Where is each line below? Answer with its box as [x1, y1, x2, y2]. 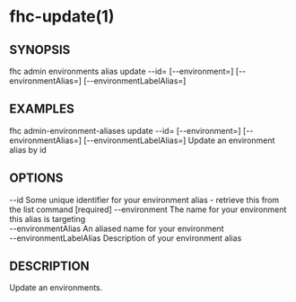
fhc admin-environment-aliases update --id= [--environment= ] [9, 125, 241, 136]
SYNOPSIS [9, 42, 71, 58]
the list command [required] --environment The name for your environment [9, 204, 287, 215]
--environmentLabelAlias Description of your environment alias [9, 232, 242, 244]
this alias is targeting [9, 213, 86, 224]
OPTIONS [9, 171, 64, 186]
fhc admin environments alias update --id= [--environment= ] [9, 66, 234, 76]
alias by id [9, 144, 47, 155]
